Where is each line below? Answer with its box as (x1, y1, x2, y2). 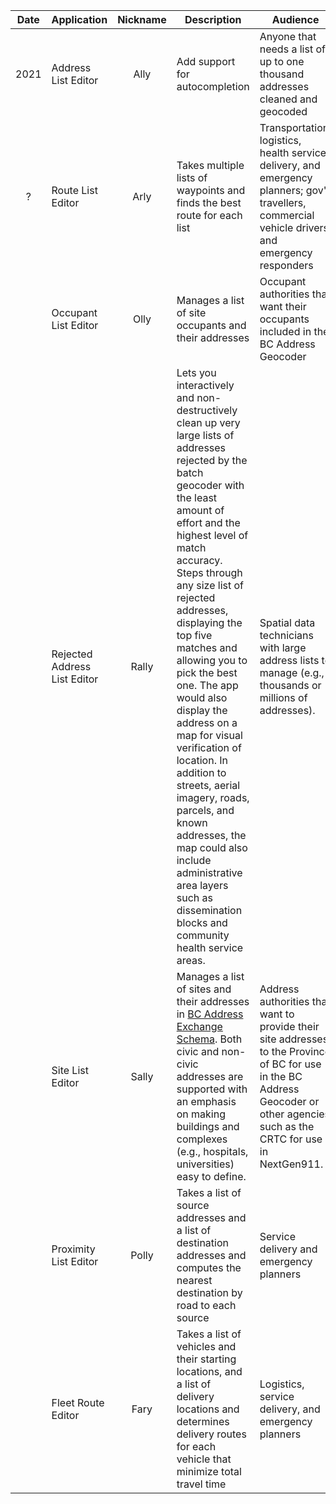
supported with (176, 1082, 248, 1096)
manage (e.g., (259, 666, 325, 679)
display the (176, 704, 228, 717)
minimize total (176, 1465, 242, 1478)
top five (176, 629, 213, 642)
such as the (259, 1120, 315, 1133)
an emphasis (176, 1095, 237, 1108)
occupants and (176, 319, 247, 332)
